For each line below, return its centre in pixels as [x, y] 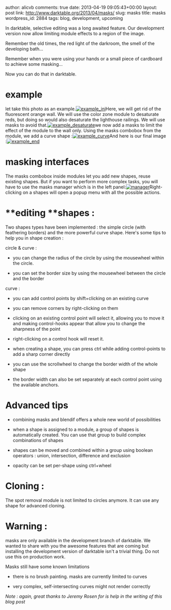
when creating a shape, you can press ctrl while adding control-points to [89, 349]
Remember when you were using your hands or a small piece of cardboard [84, 59]
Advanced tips [37, 405]
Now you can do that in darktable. [41, 74]
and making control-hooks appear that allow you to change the [79, 323]
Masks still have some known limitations [47, 567]
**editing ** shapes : [50, 213]
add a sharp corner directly [41, 354]
